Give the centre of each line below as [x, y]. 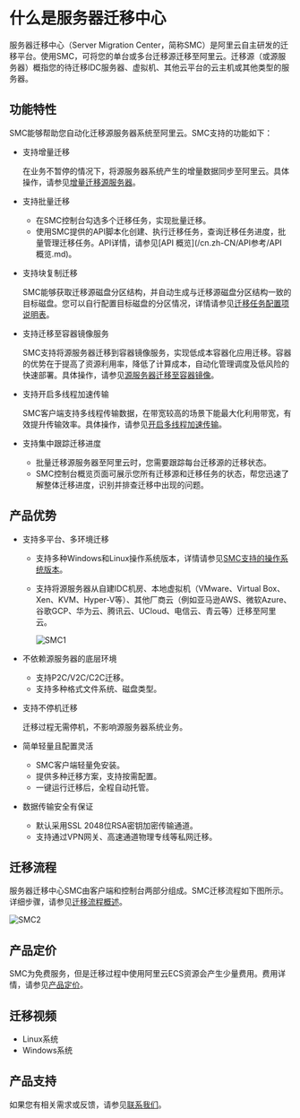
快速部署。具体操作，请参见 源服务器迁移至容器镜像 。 [120, 375]
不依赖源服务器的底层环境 [69, 658]
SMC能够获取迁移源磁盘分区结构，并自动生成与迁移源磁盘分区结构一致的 [157, 291]
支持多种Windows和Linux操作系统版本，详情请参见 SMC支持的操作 [158, 558]
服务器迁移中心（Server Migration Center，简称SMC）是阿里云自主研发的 [145, 45]
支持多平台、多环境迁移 [65, 539]
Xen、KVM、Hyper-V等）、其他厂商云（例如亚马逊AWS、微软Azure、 [163, 599]
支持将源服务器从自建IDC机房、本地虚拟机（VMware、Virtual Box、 [160, 588]
